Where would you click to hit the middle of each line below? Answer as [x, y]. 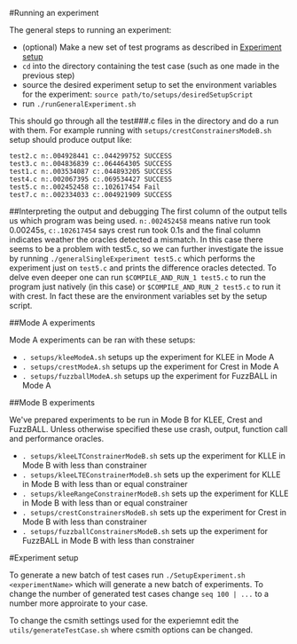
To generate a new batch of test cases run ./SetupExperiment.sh [127, 575]
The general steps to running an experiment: [90, 30]
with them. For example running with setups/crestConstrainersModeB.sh [141, 130]
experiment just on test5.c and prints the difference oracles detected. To [143, 268]
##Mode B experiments [52, 402]
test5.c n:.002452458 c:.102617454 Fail [85, 187]
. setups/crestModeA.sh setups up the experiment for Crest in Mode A [150, 366]
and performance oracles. [57, 439]
